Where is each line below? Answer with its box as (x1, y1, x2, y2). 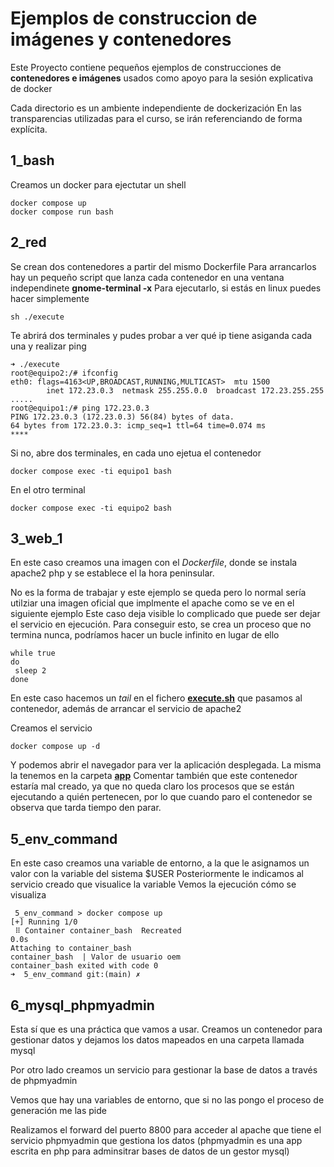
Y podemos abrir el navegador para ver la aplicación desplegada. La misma (10, 759, 322, 771)
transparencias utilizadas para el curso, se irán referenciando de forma (10, 112, 303, 124)
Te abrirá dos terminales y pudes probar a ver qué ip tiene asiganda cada (10, 329, 313, 341)
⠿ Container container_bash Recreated (14, 926, 182, 936)
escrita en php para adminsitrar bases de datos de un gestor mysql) (10, 1145, 290, 1157)
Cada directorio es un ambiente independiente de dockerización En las (10, 102, 302, 114)
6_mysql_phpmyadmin (10, 997, 155, 1014)
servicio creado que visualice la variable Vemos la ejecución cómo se (10, 878, 297, 891)
